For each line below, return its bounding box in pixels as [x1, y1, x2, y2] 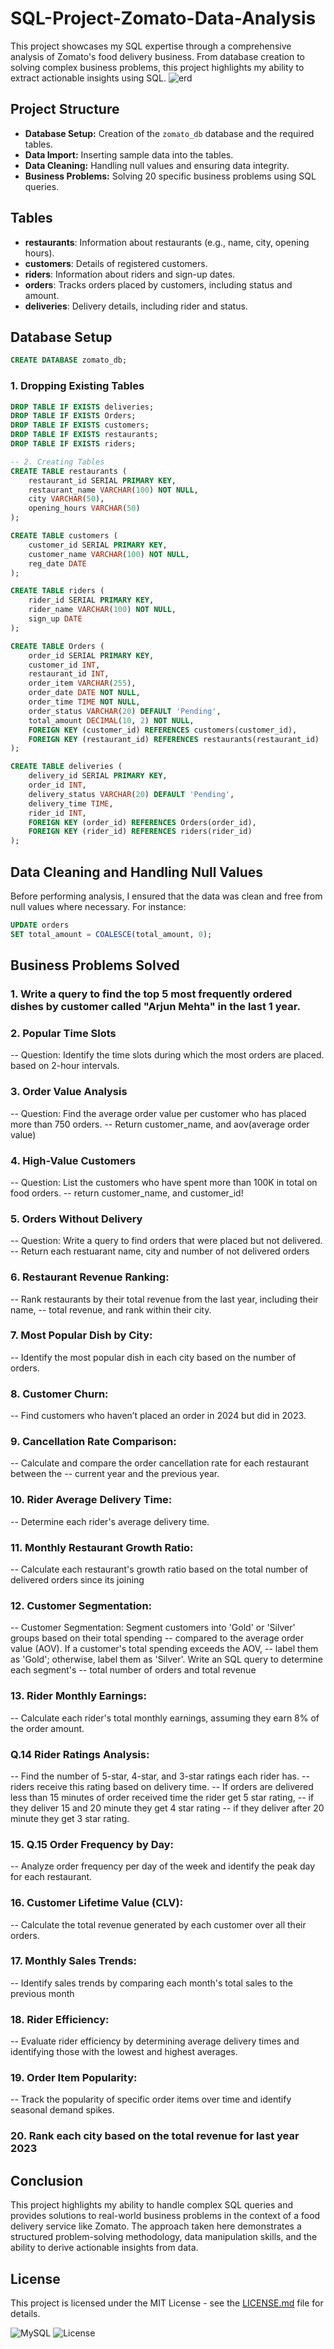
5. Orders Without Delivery [10, 1212, 143, 1226]
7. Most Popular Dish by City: [10, 1328, 153, 1342]
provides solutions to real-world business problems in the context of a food [10, 2210, 321, 2222]
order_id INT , [28, 780, 87, 791]
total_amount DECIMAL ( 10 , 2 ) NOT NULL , [28, 715, 195, 726]
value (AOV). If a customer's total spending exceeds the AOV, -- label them [10, 1643, 319, 1655]
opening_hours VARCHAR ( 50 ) [28, 503, 141, 514]
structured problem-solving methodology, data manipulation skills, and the [10, 2231, 318, 2243]
